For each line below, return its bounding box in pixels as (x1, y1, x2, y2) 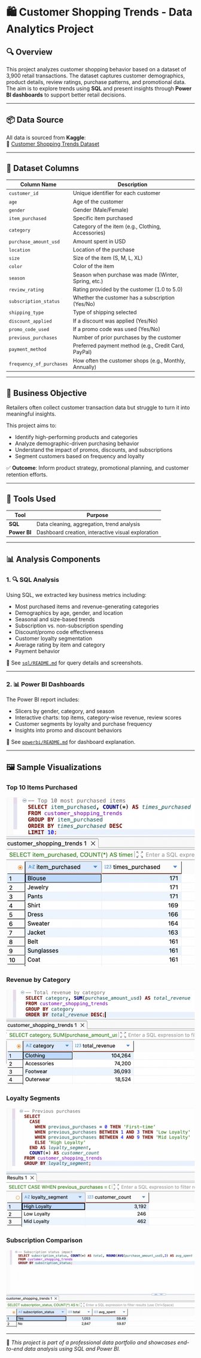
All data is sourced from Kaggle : (6, 134, 86, 141)
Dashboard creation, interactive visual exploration (36, 528, 159, 536)
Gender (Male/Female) (72, 206, 129, 214)
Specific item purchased (72, 215, 133, 222)
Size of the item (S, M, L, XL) (72, 254, 143, 262)
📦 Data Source (6, 115, 64, 125)
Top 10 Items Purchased (6, 783, 78, 791)
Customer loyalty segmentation (14, 635, 93, 642)
